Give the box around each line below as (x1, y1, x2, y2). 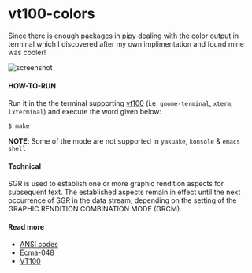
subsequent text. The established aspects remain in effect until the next (8, 187, 241, 197)
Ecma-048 (19, 248, 55, 257)
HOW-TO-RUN (8, 80, 57, 91)
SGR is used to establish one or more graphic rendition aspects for (8, 179, 224, 189)
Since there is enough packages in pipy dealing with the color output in (8, 31, 239, 40)
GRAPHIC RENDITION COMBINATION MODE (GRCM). (8, 204, 183, 214)
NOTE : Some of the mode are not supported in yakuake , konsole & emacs (8, 136, 240, 146)
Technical (8, 161, 42, 170)
